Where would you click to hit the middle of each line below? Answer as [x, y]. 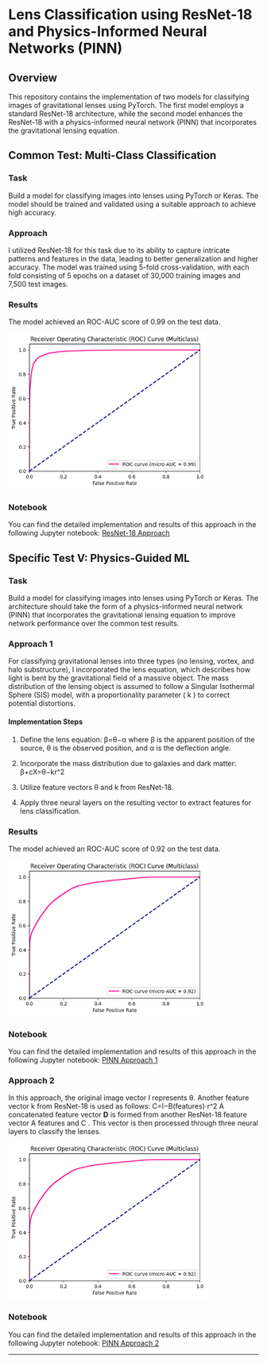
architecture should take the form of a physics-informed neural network [126, 606]
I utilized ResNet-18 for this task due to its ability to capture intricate [119, 250]
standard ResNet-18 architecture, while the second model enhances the [126, 114]
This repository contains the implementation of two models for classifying [129, 97]
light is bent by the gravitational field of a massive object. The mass [118, 678]
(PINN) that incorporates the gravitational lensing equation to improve [122, 615]
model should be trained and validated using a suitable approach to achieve [132, 203]
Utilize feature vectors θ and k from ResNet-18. [97, 787]
